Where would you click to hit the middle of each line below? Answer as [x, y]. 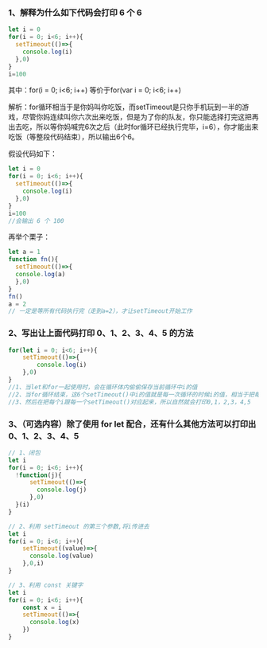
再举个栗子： [29, 237]
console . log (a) [41, 275]
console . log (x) [54, 623]
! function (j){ [39, 475]
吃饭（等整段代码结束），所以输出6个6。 [74, 137]
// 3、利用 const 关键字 [46, 585]
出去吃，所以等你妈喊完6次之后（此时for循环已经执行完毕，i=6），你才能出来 [133, 127]
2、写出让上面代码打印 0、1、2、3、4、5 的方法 [101, 334]
